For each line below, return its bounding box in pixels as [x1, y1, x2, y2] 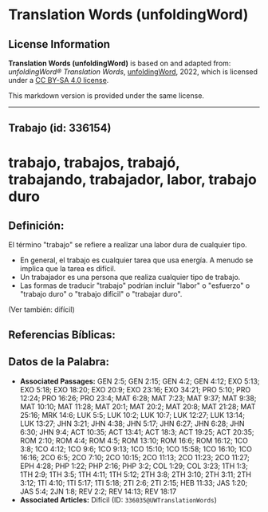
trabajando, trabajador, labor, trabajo [8, 170, 257, 188]
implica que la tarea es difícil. [19, 264, 116, 274]
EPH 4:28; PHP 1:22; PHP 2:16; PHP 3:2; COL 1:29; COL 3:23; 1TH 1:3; [19, 461, 249, 471]
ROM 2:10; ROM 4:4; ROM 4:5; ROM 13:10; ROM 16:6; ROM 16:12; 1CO [19, 435, 249, 445]
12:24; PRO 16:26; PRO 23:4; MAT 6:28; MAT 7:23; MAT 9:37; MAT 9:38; [19, 393, 257, 403]
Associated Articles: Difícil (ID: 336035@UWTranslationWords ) [19, 494, 217, 504]
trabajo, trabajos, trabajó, [8, 153, 180, 171]
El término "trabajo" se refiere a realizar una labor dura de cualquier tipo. [8, 240, 247, 250]
